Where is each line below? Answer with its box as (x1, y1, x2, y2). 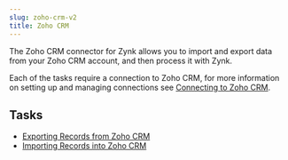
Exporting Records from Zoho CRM (21, 131, 151, 142)
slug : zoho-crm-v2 (9, 12, 77, 22)
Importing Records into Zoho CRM (21, 140, 147, 151)
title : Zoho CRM (9, 21, 69, 30)
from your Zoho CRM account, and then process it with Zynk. (9, 55, 233, 66)
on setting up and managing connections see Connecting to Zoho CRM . (9, 82, 271, 92)
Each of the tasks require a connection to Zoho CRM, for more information (9, 72, 280, 83)
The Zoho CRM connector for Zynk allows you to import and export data (9, 45, 273, 56)
